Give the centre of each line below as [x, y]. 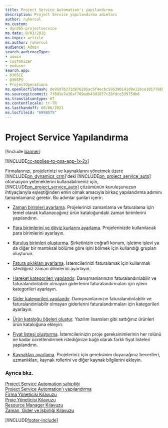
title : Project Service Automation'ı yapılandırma [59, 10]
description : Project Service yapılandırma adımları [61, 15]
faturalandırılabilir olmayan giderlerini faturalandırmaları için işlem [80, 283]
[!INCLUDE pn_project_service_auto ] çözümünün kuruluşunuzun [71, 187]
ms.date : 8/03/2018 [25, 33]
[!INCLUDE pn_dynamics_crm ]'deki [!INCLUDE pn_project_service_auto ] [78, 176]
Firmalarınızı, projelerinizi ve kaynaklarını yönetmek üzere [64, 171]
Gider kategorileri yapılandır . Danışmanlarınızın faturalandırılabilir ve [82, 298]
